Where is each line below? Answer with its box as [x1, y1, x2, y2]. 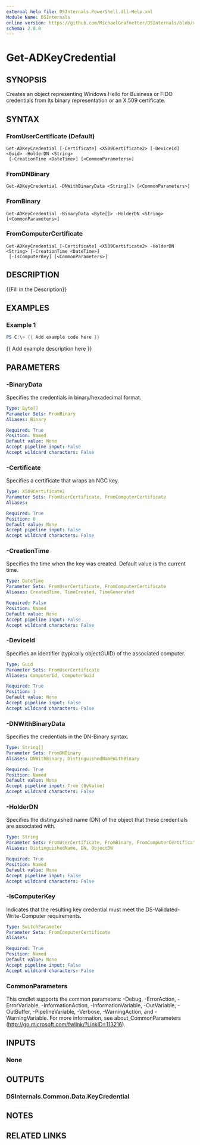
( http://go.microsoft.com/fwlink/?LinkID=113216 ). [6, 1020, 126, 1028]
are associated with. [6, 822, 56, 830]
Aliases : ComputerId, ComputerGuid [6, 672, 95, 679]
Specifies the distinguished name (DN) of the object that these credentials [6, 816, 188, 824]
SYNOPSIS [6, 75, 47, 85]
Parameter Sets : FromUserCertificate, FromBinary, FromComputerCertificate [6, 840, 198, 846]
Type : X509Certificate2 [6, 488, 65, 495]
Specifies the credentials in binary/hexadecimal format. [6, 394, 142, 401]
